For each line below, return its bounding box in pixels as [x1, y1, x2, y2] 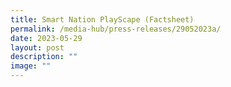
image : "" [10, 61, 52, 71]
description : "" [10, 52, 78, 62]
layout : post [10, 42, 65, 53]
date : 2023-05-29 [10, 33, 83, 43]
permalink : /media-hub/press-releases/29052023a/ [10, 24, 222, 34]
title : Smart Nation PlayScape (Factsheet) [10, 14, 195, 25]
